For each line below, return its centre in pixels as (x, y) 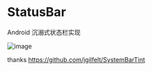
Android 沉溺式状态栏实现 (44, 32)
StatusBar (37, 12)
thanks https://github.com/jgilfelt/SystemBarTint (76, 59)
